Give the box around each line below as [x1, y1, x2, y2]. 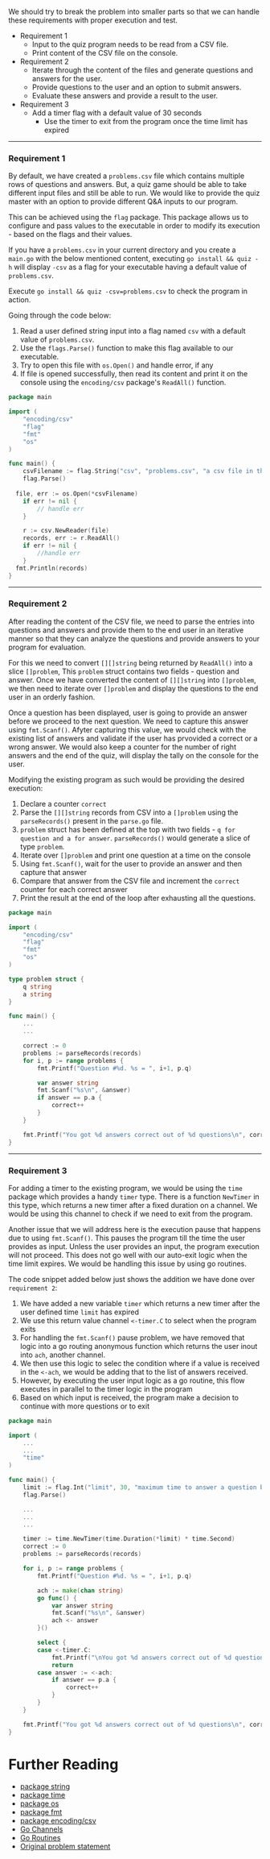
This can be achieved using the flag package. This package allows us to [8, 213, 249, 222]
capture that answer [19, 867, 87, 877]
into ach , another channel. [19, 1350, 106, 1359]
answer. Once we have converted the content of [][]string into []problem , [8, 674, 257, 684]
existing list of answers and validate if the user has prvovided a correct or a [8, 733, 258, 743]
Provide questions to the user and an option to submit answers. [31, 82, 242, 92]
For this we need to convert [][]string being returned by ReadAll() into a [8, 658, 253, 667]
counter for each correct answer [19, 884, 129, 894]
